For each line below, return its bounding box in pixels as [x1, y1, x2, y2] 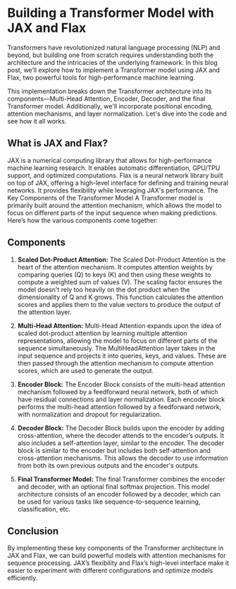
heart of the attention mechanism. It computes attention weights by [17, 262, 213, 271]
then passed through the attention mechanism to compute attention [17, 358, 213, 368]
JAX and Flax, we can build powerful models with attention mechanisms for [7, 552, 226, 560]
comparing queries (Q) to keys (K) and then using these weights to [17, 270, 211, 279]
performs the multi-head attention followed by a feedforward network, [17, 402, 222, 411]
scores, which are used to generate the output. [17, 366, 154, 375]
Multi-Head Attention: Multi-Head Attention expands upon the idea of [17, 321, 222, 329]
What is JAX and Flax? [7, 138, 108, 150]
